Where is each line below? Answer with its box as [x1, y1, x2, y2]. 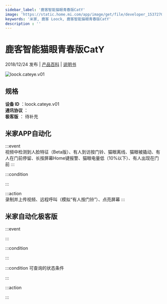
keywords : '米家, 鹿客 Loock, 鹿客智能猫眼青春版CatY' [5, 16, 111, 21]
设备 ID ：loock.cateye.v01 [5, 101, 60, 107]
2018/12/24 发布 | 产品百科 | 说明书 [5, 62, 77, 68]
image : [5, 12, 19, 17]
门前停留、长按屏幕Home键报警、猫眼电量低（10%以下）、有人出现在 [13, 155, 155, 161]
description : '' [5, 21, 41, 26]
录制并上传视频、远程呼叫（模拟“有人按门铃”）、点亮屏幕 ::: [5, 196, 125, 202]
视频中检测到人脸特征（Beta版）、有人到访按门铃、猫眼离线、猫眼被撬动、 [5, 149, 156, 154]
